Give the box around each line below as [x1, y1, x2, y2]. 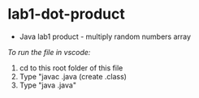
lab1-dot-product [7, 5, 125, 23]
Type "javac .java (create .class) [19, 71, 128, 81]
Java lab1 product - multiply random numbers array [19, 32, 192, 41]
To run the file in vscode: [7, 47, 91, 57]
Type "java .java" [19, 80, 76, 90]
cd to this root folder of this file [19, 62, 123, 73]
